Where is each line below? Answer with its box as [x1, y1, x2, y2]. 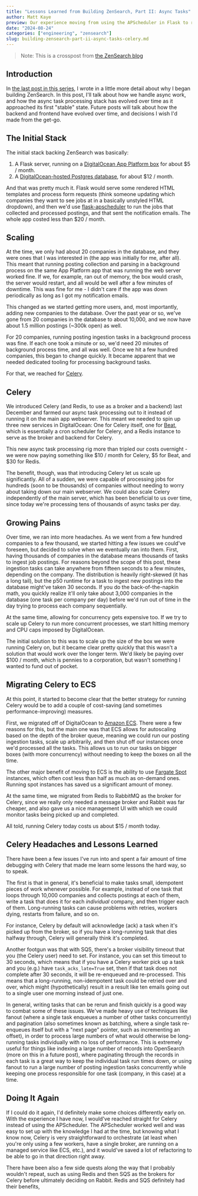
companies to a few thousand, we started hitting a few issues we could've [6, 540, 186, 547]
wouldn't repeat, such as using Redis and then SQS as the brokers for [6, 1170, 175, 1177]
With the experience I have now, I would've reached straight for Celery [6, 1115, 177, 1122]
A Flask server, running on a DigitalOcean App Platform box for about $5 [14, 160, 190, 167]
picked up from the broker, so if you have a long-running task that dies [6, 928, 177, 935]
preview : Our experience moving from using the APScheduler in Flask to [6, 19, 189, 25]
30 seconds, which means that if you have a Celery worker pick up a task [6, 958, 184, 965]
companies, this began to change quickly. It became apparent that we [6, 352, 176, 359]
